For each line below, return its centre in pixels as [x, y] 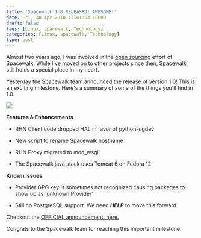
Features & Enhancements [40, 117]
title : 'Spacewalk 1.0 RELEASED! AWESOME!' [62, 12]
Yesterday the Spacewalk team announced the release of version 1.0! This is [101, 81]
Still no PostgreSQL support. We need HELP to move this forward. [96, 205]
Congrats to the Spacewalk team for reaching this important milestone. [94, 229]
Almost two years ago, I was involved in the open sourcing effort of [89, 57]
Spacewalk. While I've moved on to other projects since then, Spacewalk [96, 63]
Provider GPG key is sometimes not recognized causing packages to [100, 187]
